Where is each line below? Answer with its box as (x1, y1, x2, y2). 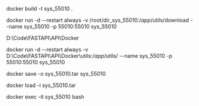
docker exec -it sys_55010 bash (6, 93, 85, 100)
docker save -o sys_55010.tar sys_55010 (6, 70, 106, 77)
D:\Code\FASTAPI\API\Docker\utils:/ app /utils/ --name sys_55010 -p (6, 52, 173, 59)
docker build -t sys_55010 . (6, 5, 73, 12)
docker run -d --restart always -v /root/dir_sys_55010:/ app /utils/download (6, 17, 189, 23)
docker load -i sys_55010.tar (6, 82, 76, 89)
